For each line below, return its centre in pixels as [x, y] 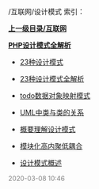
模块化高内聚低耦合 [51, 146]
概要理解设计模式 [48, 129]
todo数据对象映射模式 [55, 96]
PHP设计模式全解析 [40, 45]
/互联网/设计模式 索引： [47, 11]
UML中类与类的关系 [52, 112]
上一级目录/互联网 [38, 28]
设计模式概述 [40, 163]
